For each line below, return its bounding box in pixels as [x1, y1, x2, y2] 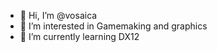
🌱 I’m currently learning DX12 [19, 31, 140, 42]
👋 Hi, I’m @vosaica [19, 10, 98, 21]
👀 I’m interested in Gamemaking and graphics [19, 20, 208, 32]
